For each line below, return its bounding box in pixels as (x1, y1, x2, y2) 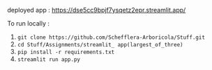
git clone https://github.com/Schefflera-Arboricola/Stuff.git (17, 34, 206, 41)
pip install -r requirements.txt (17, 49, 115, 55)
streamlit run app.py (17, 56, 80, 63)
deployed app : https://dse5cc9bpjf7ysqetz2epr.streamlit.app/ (7, 6, 186, 14)
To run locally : (7, 19, 50, 27)
